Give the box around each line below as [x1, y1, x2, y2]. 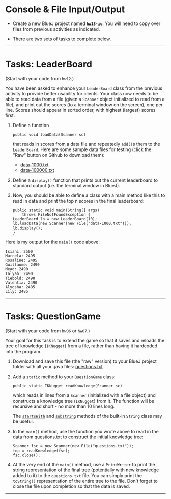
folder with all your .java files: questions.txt [12, 363, 103, 369]
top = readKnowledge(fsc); [12, 448, 70, 453]
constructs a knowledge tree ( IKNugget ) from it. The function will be [12, 397, 155, 404]
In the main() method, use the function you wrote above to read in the [12, 428, 159, 434]
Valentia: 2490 [5, 280, 38, 285]
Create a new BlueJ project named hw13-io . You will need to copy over [12, 20, 161, 27]
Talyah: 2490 [5, 271, 33, 276]
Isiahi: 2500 [5, 248, 33, 254]
